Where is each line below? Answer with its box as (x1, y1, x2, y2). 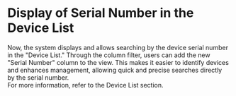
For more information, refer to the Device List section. (7, 80, 164, 89)
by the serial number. (7, 73, 69, 82)
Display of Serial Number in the (7, 5, 194, 21)
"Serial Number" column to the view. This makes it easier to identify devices (7, 58, 229, 66)
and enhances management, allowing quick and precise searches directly (7, 66, 223, 74)
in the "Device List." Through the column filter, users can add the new (7, 51, 210, 59)
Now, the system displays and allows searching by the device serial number (7, 43, 229, 52)
